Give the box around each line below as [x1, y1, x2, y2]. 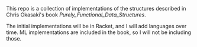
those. [6, 35, 22, 42]
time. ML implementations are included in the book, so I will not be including [6, 29, 191, 36]
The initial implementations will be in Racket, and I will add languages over [6, 23, 187, 29]
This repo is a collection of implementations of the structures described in [6, 5, 186, 12]
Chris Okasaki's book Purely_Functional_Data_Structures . [6, 11, 146, 18]
